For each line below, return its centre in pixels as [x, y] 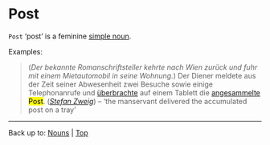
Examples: [25, 51]
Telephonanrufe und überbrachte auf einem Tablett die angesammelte [144, 92]
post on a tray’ [52, 110]
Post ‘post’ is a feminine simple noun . [70, 36]
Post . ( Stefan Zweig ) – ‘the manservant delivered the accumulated [137, 101]
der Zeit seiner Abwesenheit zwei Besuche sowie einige [120, 84]
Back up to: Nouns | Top [48, 132]
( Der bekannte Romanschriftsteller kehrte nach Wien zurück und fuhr [143, 67]
